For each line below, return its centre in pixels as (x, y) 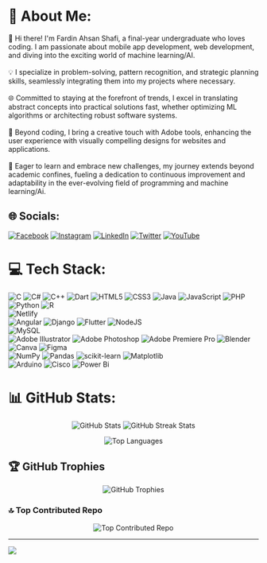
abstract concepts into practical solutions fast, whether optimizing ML (123, 107)
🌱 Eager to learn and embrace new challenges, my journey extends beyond (131, 165)
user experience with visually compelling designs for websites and (117, 140)
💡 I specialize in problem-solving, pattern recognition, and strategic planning (133, 72)
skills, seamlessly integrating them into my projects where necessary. (122, 81)
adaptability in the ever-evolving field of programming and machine (118, 183)
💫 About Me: (50, 16)
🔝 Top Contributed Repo (56, 511)
